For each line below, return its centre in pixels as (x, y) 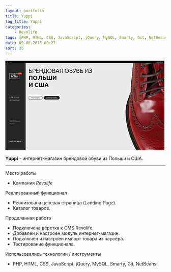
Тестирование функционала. (44, 244)
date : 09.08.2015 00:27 (31, 43)
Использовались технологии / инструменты (53, 254)
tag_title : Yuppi (24, 21)
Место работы (21, 173)
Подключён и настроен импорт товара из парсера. (68, 238)
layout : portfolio (25, 11)
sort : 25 (15, 48)
